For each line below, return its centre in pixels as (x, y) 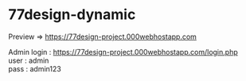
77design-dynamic (72, 15)
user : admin (29, 60)
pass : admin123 (35, 68)
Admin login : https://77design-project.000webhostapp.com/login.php (123, 52)
